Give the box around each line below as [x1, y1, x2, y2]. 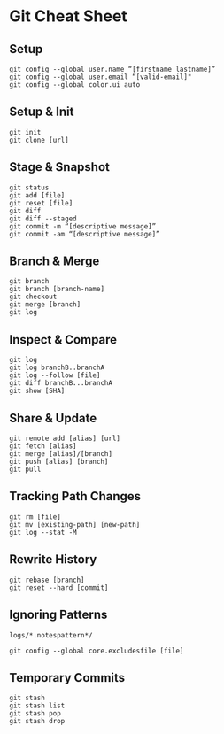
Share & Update [9, 410, 97, 426]
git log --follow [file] [9, 371, 101, 380]
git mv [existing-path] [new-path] [9, 520, 141, 529]
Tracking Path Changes [9, 489, 142, 504]
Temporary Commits [9, 670, 126, 685]
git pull [9, 465, 42, 475]
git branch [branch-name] [9, 285, 104, 294]
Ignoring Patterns [9, 607, 108, 622]
